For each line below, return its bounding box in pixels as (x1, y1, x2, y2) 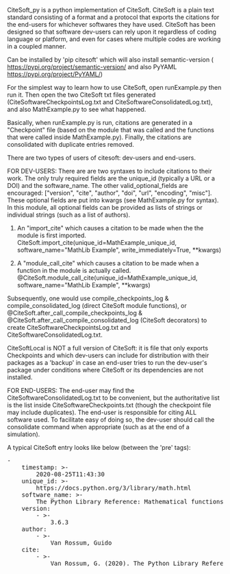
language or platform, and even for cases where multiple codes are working (7, 35, 221, 43)
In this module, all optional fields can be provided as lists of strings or (7, 204, 203, 211)
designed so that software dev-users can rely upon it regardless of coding (7, 27, 217, 36)
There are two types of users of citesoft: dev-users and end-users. (7, 154, 196, 162)
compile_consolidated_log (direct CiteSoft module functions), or (7, 302, 187, 309)
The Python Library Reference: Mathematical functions (36, 498, 224, 505)
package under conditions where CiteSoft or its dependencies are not (7, 366, 204, 374)
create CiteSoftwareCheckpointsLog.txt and (7, 324, 131, 331)
